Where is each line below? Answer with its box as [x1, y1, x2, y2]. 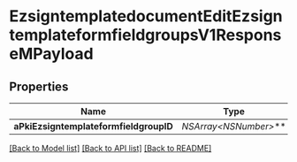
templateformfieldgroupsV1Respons [9, 25, 282, 45]
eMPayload [9, 44, 95, 64]
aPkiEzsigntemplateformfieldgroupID [13, 120, 174, 132]
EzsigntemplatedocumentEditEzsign [9, 6, 283, 27]
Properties [9, 79, 69, 94]
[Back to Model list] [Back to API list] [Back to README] [9, 143, 212, 153]
